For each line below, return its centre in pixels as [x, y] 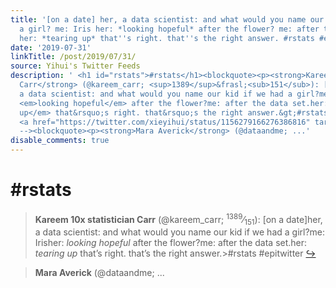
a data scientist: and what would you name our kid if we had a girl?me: [180, 232]
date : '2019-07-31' [51, 47]
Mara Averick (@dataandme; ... [99, 273]
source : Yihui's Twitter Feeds [75, 66]
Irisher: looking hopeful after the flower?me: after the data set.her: [171, 243]
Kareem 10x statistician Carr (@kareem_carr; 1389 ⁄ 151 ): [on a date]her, [178, 219]
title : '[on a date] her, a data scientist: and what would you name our [167, 19]
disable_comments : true [60, 141]
